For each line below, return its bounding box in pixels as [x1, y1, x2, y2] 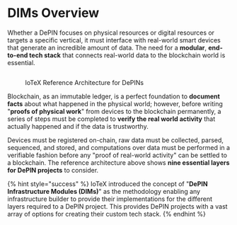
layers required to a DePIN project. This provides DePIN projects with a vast [7, 202, 228, 210]
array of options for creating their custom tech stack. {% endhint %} [7, 209, 207, 218]
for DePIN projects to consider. [7, 166, 99, 174]
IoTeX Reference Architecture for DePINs [25, 78, 144, 86]
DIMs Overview [7, 5, 100, 21]
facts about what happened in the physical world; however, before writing [7, 99, 223, 108]
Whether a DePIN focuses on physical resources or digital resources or [7, 28, 214, 37]
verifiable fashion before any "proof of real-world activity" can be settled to [7, 151, 228, 159]
